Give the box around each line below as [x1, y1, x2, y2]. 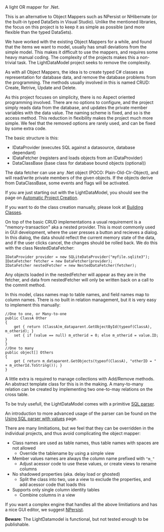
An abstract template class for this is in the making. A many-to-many [5, 381, 143, 387]
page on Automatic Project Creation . [5, 195, 79, 201]
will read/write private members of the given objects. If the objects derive [5, 175, 153, 180]
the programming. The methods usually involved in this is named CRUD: [5, 79, 150, 85]
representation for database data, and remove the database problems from [5, 75, 156, 80]
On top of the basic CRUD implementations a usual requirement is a [5, 219, 141, 225]
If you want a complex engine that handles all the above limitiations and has [5, 502, 158, 507]
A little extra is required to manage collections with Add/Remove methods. [5, 376, 155, 381]
